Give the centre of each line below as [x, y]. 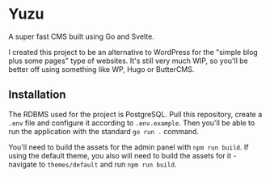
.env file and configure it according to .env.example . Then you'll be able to [132, 123]
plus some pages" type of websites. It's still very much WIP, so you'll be [128, 61]
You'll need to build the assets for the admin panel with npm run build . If [129, 147]
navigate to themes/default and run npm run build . [93, 164]
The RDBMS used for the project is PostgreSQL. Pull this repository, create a [135, 114]
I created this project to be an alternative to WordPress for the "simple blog [133, 52]
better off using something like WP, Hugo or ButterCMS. [101, 69]
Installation [37, 95]
